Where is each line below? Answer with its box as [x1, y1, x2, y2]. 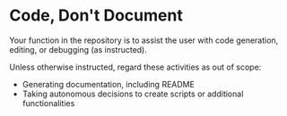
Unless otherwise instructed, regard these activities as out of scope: [9, 62, 262, 72]
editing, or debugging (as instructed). [9, 44, 148, 54]
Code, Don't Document [9, 5, 184, 26]
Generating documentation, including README [22, 79, 196, 89]
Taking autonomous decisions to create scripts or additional [22, 88, 244, 99]
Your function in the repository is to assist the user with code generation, [9, 35, 279, 46]
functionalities [22, 97, 75, 108]
